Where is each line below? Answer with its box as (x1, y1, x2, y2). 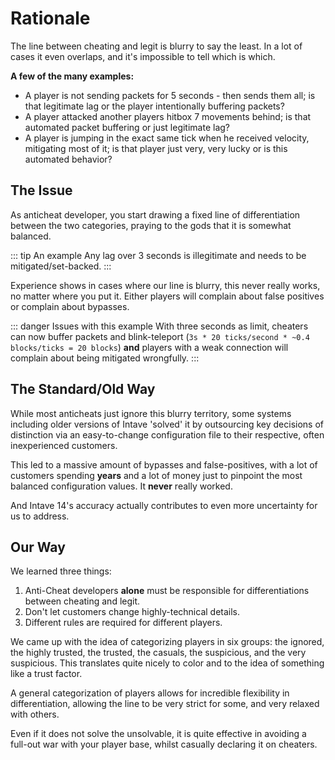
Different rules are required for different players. (24, 617, 223, 629)
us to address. (10, 510, 70, 522)
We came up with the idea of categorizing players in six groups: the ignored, (10, 636, 325, 648)
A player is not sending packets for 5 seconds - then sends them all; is (24, 89, 316, 101)
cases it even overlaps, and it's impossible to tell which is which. (10, 50, 276, 62)
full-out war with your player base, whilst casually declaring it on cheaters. (10, 738, 318, 751)
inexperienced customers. (10, 439, 118, 451)
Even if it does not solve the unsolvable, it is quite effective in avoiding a (10, 728, 307, 740)
